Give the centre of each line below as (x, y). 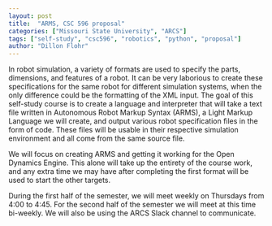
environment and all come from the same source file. (97, 138)
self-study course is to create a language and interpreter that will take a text (135, 104)
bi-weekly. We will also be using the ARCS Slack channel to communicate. (132, 213)
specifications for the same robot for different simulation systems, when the (135, 87)
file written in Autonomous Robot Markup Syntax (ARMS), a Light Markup (131, 113)
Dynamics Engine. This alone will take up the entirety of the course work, (131, 163)
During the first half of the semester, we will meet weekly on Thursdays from (136, 196)
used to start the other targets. (60, 180)
